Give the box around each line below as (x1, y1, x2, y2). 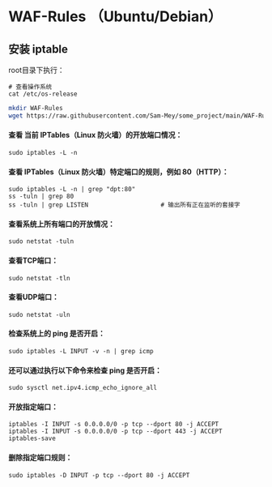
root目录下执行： (8, 66, 65, 75)
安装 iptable (8, 42, 69, 56)
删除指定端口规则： (8, 452, 73, 462)
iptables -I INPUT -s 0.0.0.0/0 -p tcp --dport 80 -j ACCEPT (8, 421, 219, 429)
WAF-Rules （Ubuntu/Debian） (8, 7, 223, 26)
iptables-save (8, 434, 57, 442)
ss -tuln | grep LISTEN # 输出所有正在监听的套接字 (8, 201, 240, 209)
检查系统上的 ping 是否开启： (8, 329, 105, 339)
